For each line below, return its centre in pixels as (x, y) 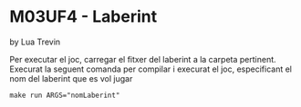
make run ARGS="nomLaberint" (65, 95)
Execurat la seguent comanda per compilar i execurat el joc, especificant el (150, 69)
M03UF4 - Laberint (83, 17)
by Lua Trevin (35, 42)
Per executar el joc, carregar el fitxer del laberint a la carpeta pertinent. (143, 59)
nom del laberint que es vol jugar (71, 78)
